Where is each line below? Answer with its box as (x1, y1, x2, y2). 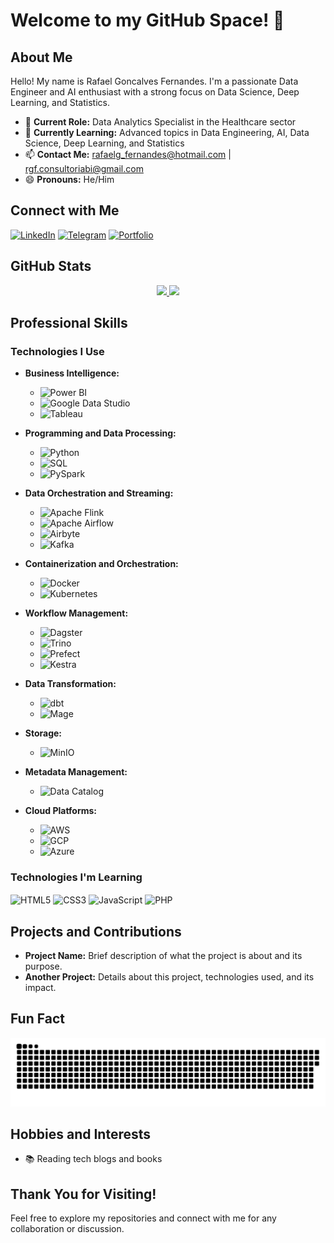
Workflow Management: (24, 607, 129, 619)
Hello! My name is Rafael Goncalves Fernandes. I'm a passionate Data (10, 75, 299, 87)
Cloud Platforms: (24, 805, 98, 817)
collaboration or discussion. (10, 1223, 125, 1235)
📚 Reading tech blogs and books (24, 1153, 163, 1165)
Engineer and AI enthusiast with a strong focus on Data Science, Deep (10, 86, 300, 98)
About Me (10, 49, 73, 66)
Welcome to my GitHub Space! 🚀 (10, 9, 285, 32)
